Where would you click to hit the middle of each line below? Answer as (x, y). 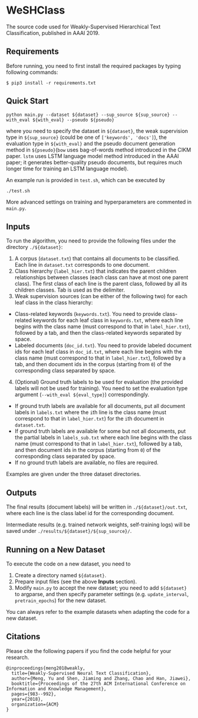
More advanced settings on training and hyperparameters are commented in (99, 202)
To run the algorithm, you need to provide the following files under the (91, 241)
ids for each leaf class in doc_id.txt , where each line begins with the (98, 352)
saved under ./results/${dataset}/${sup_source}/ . (69, 531)
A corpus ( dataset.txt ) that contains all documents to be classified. (97, 258)
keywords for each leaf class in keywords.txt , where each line (108, 321)
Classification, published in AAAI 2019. (53, 33)
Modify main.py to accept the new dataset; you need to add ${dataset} (101, 588)
